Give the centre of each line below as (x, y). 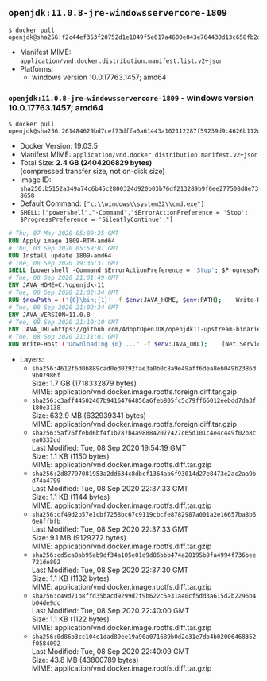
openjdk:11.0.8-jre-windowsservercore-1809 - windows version (131, 98)
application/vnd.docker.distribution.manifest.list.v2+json (121, 61)
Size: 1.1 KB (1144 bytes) (71, 497)
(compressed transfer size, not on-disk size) (92, 172)
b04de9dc (46, 603)
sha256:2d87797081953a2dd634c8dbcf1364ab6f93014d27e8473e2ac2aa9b (144, 474)
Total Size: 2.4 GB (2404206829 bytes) (86, 163)
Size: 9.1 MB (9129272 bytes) (79, 538)
